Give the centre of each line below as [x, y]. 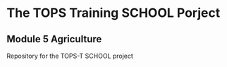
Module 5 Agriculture [54, 39]
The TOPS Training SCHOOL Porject [114, 13]
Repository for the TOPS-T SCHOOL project [70, 56]
